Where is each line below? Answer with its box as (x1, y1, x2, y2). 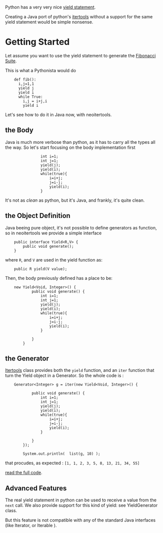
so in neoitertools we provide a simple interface (5, 230, 102, 236)
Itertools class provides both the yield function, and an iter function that (5, 367, 155, 373)
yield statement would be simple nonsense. (5, 19, 93, 25)
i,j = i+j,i (23, 98, 48, 103)
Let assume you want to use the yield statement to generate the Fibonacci (5, 52, 156, 58)
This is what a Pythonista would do (5, 67, 77, 73)
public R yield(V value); (14, 266, 68, 271)
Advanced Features (5, 484, 67, 492)
